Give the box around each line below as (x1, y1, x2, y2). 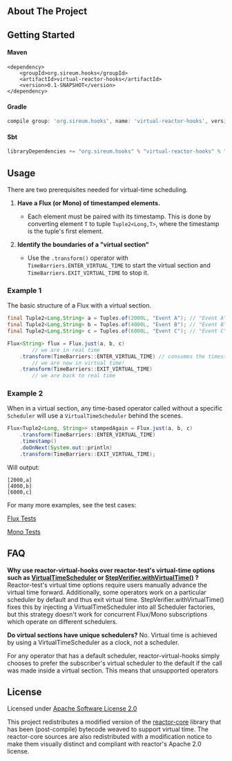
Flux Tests (7, 514, 37, 523)
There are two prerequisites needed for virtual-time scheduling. (7, 185, 188, 194)
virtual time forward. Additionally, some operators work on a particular (7, 588, 207, 596)
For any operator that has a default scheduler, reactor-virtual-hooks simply (7, 651, 220, 659)
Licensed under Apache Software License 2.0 (7, 704, 137, 713)
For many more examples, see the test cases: (7, 500, 137, 509)
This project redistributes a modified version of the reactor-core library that (7, 718, 222, 726)
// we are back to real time (32, 373, 116, 379)
